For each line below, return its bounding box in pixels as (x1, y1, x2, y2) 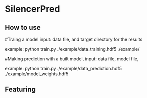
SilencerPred (5, 3, 60, 15)
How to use (5, 23, 41, 32)
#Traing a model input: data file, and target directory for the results (5, 36, 143, 42)
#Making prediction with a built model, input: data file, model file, (5, 56, 139, 62)
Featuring (5, 85, 36, 94)
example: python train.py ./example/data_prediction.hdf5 (5, 66, 122, 71)
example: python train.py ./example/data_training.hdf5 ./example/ (5, 46, 140, 52)
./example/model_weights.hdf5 (5, 71, 69, 77)
